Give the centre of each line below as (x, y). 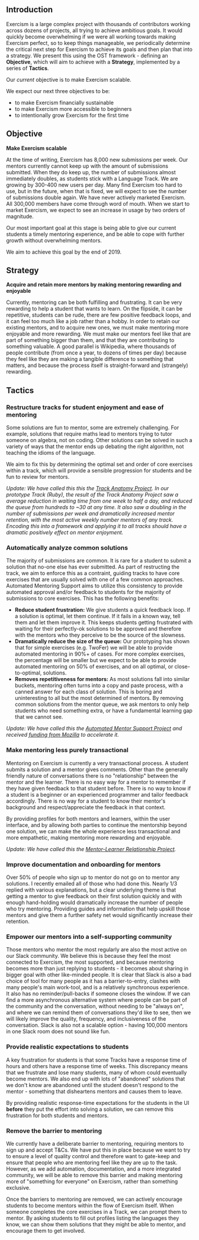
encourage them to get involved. (46, 1231)
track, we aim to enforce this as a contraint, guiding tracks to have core (93, 573)
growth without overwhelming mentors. (54, 240)
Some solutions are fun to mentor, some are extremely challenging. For (93, 428)
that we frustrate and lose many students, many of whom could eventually (97, 1072)
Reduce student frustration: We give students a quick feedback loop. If (102, 610)
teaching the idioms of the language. (51, 453)
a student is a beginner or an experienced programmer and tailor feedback (97, 794)
